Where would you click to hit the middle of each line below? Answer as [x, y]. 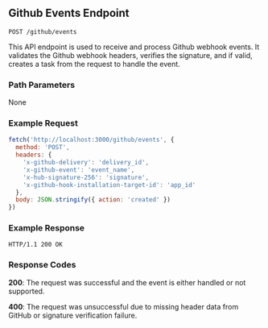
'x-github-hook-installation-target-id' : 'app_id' [109, 185]
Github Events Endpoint [69, 13]
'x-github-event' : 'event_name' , [79, 170]
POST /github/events [43, 31]
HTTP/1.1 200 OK [35, 245]
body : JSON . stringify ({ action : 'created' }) [93, 200]
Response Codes [42, 265]
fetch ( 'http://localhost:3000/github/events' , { [91, 140]
